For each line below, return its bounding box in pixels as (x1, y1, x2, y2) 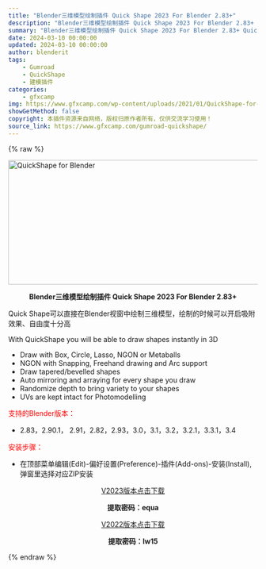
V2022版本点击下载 (101, 519, 165, 529)
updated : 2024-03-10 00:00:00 (8, 41, 108, 49)
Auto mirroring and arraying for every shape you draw (19, 375, 196, 385)
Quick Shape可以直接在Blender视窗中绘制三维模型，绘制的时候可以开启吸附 (8, 309, 256, 318)
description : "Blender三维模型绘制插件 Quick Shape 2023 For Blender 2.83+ (8, 19, 255, 27)
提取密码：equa (106, 502, 159, 512)
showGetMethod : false (8, 108, 80, 116)
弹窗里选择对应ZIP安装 (19, 469, 93, 479)
